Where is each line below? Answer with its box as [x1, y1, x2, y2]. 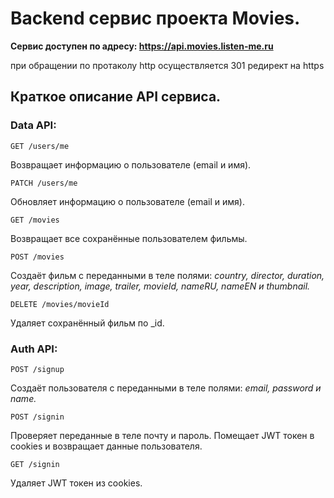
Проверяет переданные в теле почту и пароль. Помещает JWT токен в [10, 429, 315, 441]
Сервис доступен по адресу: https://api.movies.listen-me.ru [10, 40, 274, 52]
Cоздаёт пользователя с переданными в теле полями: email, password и [10, 382, 322, 394]
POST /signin [10, 412, 65, 422]
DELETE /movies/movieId [10, 299, 110, 309]
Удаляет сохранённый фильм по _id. [10, 317, 165, 329]
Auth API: [10, 342, 58, 356]
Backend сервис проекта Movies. [10, 7, 301, 30]
